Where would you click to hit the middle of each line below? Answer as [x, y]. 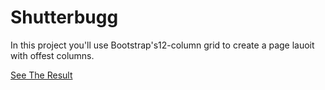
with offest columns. [52, 55]
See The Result [41, 75]
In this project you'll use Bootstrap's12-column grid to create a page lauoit [162, 45]
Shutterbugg [64, 17]
